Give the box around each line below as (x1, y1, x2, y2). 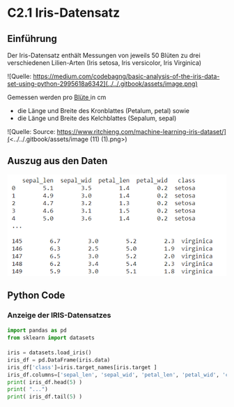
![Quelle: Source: (7, 128, 56, 135)
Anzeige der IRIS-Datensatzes (7, 311, 111, 320)
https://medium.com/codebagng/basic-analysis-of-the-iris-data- (33, 72, 220, 80)
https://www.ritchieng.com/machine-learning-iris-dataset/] (56, 128, 226, 135)
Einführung (7, 33, 57, 45)
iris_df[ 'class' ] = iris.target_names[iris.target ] (7, 364, 157, 371)
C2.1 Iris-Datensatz (7, 5, 120, 21)
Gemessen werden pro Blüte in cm (7, 93, 107, 101)
